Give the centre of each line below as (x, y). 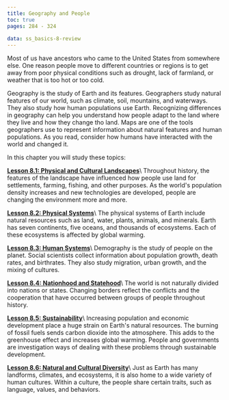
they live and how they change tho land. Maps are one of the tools (100, 122)
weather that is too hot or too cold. (56, 80)
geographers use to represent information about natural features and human (114, 130)
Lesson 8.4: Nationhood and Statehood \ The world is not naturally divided (113, 283)
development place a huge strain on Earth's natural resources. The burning (113, 325)
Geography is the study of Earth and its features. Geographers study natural (114, 94)
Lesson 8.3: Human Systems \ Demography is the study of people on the (110, 248)
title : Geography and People (49, 13)
